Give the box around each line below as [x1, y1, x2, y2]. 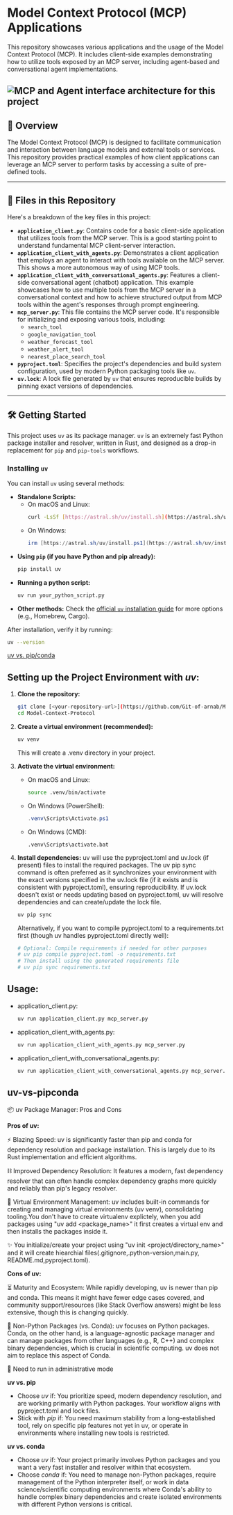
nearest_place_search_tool [27, 353, 106, 360]
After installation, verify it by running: [7, 625, 113, 634]
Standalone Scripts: [17, 493, 76, 501]
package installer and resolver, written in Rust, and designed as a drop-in [7, 439, 216, 447]
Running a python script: [17, 578, 91, 586]
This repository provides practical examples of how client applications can [7, 153, 220, 162]
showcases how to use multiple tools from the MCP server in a [17, 285, 196, 294]
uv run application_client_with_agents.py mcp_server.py [17, 1041, 186, 1049]
